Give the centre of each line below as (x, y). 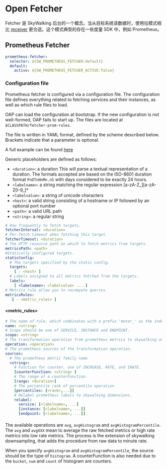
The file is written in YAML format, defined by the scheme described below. (82, 134)
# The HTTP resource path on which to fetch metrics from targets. (77, 244)
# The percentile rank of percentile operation (64, 386)
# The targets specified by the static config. (60, 262)
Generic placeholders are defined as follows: (51, 159)
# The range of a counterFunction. (51, 377)
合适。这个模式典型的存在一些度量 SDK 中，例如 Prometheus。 (97, 29)
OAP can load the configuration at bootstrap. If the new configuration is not (82, 114)
